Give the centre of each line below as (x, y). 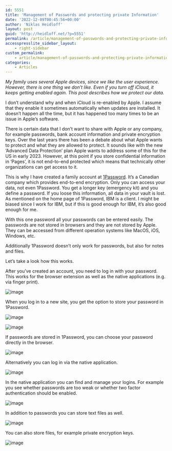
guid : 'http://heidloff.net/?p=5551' (46, 34)
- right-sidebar (32, 48)
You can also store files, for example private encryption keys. (70, 433)
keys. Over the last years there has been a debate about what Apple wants (84, 140)
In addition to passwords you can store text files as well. (64, 413)
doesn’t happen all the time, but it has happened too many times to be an (82, 114)
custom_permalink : (25, 53)
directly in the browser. (29, 343)
